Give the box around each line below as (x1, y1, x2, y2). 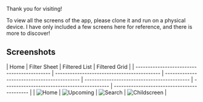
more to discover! (6, 30, 50, 37)
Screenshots (6, 47, 56, 57)
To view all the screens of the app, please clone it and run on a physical (6, 17, 186, 24)
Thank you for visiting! (6, 5, 63, 12)
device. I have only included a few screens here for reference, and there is (6, 24, 193, 30)
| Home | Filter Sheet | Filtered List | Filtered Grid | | (6, 63, 135, 70)
